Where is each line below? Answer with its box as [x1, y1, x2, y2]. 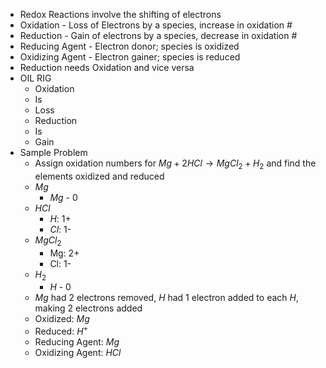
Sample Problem [19, 147, 88, 158]
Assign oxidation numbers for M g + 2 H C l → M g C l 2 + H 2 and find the [34, 157, 317, 171]
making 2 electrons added [34, 302, 143, 314]
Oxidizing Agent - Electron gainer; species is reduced [19, 51, 241, 63]
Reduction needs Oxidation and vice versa [19, 62, 195, 73]
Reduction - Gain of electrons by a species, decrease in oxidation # [19, 30, 298, 41]
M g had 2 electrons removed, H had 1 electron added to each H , [34, 292, 299, 304]
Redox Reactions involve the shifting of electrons [19, 9, 222, 20]
